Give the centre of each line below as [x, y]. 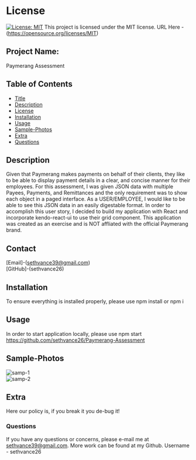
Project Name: [33, 52]
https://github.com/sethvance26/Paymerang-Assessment [75, 340]
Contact [21, 248]
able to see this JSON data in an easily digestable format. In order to [88, 205]
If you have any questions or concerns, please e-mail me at [78, 439]
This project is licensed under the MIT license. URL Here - [114, 27]
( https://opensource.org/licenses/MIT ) [52, 33]
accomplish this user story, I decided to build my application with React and [97, 211]
